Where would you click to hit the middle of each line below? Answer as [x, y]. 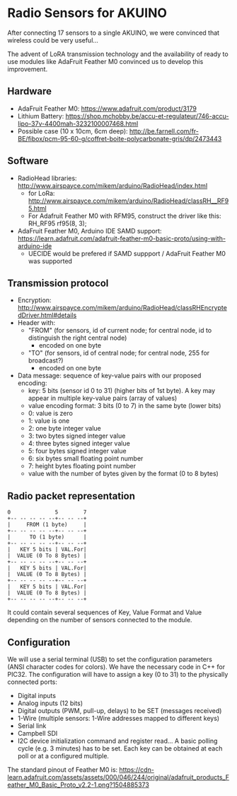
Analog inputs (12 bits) [50, 703]
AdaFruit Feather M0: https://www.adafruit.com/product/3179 [107, 109]
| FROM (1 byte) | [47, 525]
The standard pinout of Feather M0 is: [63, 770]
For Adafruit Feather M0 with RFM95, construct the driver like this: [125, 216]
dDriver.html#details [47, 315]
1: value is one [49, 421]
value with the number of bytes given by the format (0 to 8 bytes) [123, 474]
